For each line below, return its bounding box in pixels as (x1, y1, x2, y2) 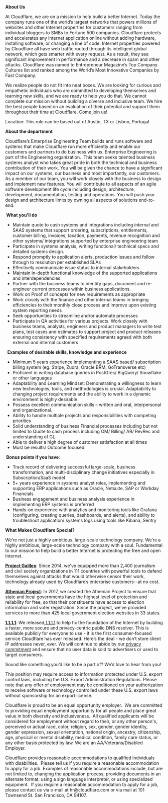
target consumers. (5, 652, 44, 658)
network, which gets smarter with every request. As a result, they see (5, 51, 149, 57)
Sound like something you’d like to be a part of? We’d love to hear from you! (5, 662, 161, 667)
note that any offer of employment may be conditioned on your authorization (5, 682, 163, 688)
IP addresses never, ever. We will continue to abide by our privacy (5, 641, 141, 647)
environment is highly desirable (12, 396, 78, 402)
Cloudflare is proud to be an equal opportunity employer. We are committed (5, 702, 163, 708)
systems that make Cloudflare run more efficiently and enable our (5, 143, 141, 149)
